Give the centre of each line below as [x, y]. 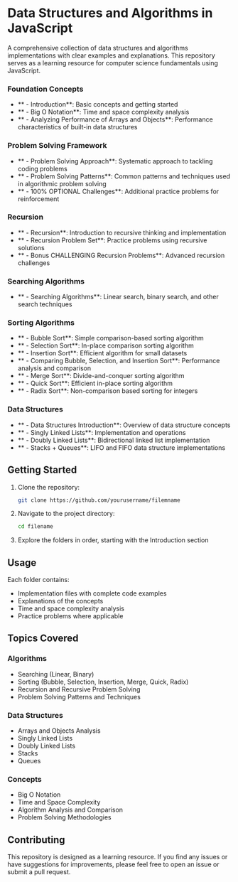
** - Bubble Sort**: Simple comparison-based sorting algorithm [110, 338]
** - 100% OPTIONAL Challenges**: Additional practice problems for [118, 191]
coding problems [42, 168]
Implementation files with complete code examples [92, 593]
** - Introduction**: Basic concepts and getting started [98, 104]
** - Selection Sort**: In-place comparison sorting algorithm [106, 345]
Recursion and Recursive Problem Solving [79, 689]
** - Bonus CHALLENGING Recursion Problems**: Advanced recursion [121, 255]
